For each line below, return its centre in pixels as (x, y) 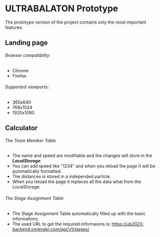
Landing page (27, 43)
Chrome (20, 70)
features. (14, 27)
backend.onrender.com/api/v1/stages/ (51, 229)
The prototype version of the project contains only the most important (76, 22)
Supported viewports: (27, 87)
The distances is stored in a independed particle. (62, 177)
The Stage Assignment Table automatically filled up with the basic (79, 213)
